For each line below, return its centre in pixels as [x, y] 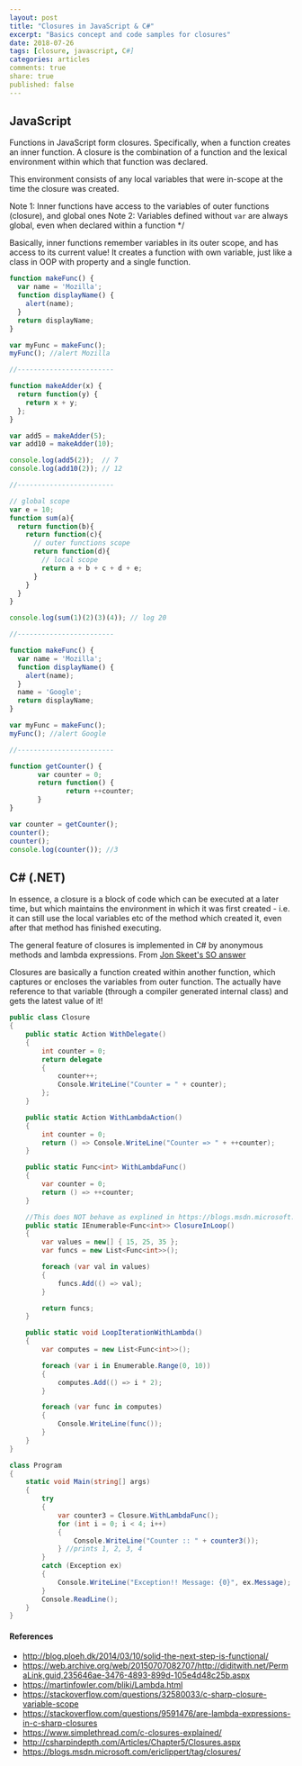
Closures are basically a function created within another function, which [142, 973]
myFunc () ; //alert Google [58, 734]
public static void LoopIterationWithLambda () [114, 1333]
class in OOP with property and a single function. [100, 262]
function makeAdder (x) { [56, 386]
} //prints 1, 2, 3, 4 [100, 1549]
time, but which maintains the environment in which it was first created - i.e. [150, 909]
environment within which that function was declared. [109, 162]
